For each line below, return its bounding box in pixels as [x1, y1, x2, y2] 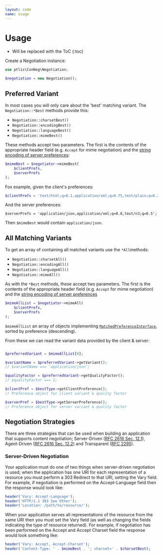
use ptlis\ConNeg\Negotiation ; [5, 67, 68, 72]
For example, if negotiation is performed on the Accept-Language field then [5, 479, 156, 485]
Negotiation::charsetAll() [12, 257, 67, 262]
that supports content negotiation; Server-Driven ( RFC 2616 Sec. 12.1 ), [5, 436, 146, 442]
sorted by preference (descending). [5, 328, 77, 334]
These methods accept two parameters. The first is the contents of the [5, 142, 147, 147]
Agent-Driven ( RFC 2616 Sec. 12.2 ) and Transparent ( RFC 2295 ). [5, 441, 134, 447]
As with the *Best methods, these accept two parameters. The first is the [5, 281, 151, 287]
